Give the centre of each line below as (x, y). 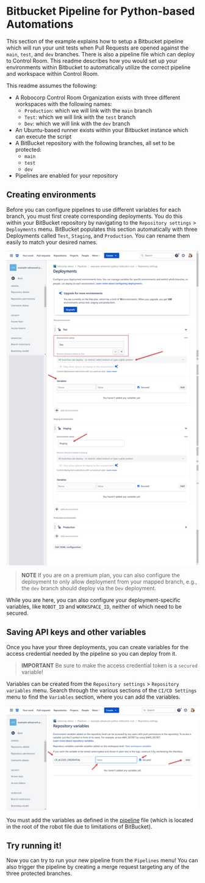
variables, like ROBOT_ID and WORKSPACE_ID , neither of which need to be (94, 607)
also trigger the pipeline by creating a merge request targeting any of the (98, 867)
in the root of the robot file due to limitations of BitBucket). (79, 826)
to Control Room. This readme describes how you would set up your (92, 61)
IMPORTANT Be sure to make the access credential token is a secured (110, 665)
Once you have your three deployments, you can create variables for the (98, 647)
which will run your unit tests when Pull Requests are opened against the (98, 48)
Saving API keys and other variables (76, 632)
